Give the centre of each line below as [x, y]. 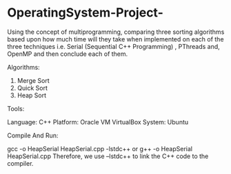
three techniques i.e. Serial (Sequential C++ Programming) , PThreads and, [114, 46]
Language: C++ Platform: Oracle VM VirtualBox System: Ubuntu [98, 122]
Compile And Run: [33, 135]
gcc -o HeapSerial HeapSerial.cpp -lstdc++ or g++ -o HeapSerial [100, 148]
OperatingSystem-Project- [85, 13]
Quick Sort [32, 88]
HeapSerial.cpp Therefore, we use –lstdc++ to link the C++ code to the [108, 156]
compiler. [20, 163]
